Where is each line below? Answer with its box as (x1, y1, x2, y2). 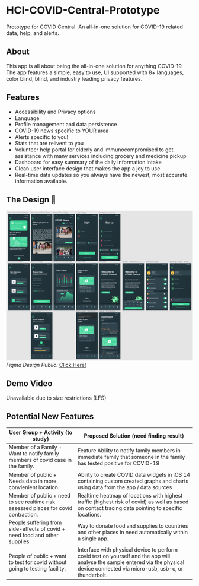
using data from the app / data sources (77, 483, 172, 490)
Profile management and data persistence (14, 121, 117, 128)
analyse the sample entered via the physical (77, 559, 185, 566)
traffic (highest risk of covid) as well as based (77, 498, 189, 505)
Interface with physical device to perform (77, 546, 178, 553)
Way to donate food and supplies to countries (77, 522, 188, 529)
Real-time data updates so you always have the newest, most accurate (14, 171, 188, 178)
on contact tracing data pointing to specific (77, 504, 182, 511)
